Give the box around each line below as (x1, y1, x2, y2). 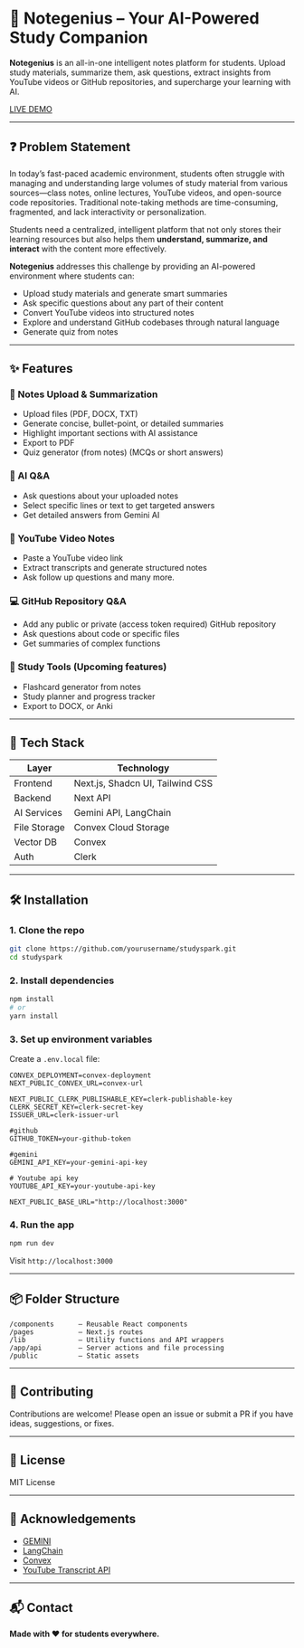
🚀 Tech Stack (9, 735, 85, 751)
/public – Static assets (9, 1351, 140, 1360)
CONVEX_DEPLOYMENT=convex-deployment (9, 1071, 152, 1080)
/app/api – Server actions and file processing (9, 1343, 224, 1353)
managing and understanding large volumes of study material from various (9, 177, 288, 188)
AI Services (14, 807, 63, 819)
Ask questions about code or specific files (22, 629, 180, 639)
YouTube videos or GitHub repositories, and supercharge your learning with (9, 76, 291, 87)
